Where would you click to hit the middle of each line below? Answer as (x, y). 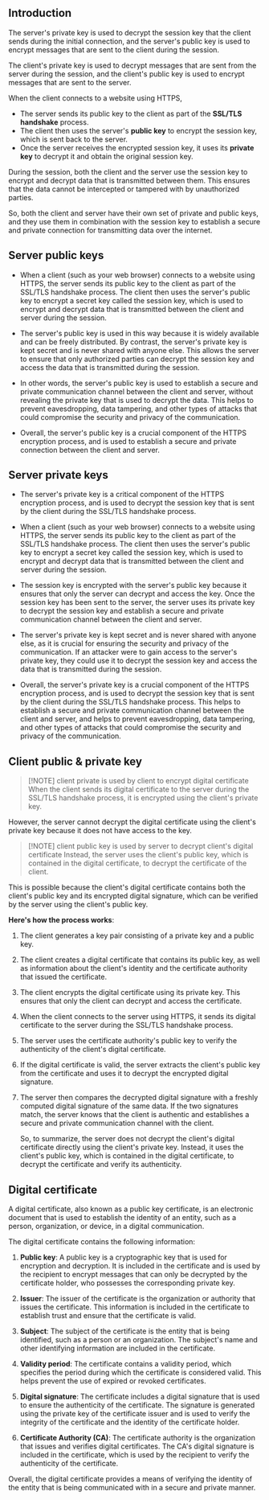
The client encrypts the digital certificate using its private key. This (130, 992)
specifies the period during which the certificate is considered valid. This (141, 1373)
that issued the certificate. (63, 977)
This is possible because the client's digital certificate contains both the (127, 887)
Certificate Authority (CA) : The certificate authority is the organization (137, 1438)
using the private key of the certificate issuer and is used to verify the (135, 1414)
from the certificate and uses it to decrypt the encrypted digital (124, 1074)
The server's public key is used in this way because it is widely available (139, 333)
